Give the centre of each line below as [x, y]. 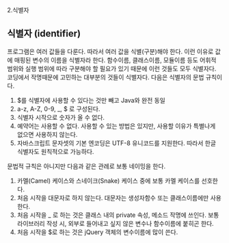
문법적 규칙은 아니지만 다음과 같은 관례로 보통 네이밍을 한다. [86, 166]
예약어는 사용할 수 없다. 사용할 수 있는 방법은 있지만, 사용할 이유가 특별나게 [116, 126]
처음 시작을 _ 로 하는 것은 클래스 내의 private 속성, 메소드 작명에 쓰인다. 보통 [118, 215]
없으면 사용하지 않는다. [47, 134]
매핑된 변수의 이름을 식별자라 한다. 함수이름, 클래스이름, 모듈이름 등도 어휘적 [115, 60]
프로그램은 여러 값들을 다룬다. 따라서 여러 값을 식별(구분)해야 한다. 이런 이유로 [110, 51]
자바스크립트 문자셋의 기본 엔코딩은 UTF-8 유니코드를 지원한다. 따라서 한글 [117, 143]
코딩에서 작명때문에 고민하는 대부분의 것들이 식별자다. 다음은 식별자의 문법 [106, 77]
